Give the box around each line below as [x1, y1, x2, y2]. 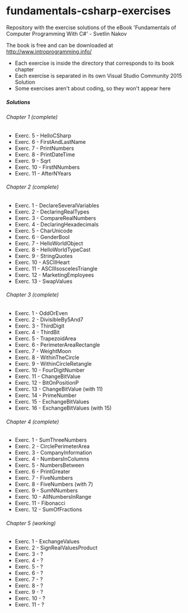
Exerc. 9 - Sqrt [14, 157, 51, 164]
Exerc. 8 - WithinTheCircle [14, 354, 80, 361]
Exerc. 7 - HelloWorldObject [14, 240, 83, 247]
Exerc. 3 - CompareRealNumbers [14, 214, 96, 221]
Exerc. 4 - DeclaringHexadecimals [14, 221, 99, 228]
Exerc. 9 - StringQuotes [14, 252, 73, 259]
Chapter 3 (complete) [6, 291, 59, 298]
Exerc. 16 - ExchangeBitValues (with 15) [14, 404, 112, 411]
